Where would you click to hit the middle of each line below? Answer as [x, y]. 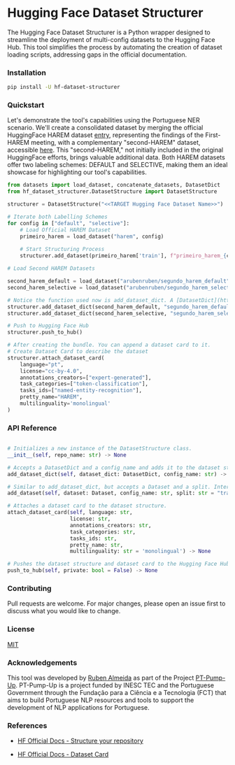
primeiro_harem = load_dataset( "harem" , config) [92, 236]
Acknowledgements [42, 662]
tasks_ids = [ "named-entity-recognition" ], [81, 391]
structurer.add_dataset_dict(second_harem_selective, [87, 313]
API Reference [32, 428]
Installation [27, 73]
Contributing [29, 588]
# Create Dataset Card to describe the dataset [78, 352]
